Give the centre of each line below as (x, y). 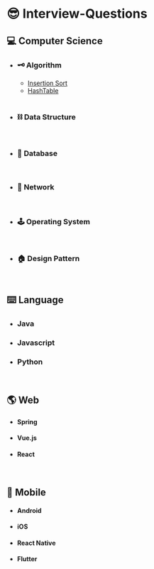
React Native (36, 543)
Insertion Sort (48, 83)
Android (29, 510)
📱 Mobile (27, 493)
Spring (27, 421)
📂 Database (37, 153)
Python (30, 362)
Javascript (35, 343)
